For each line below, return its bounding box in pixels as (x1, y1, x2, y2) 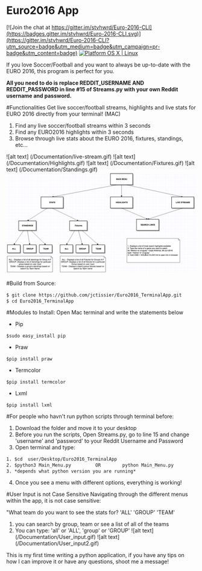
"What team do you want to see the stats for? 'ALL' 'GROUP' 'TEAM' (6, 509, 175, 516)
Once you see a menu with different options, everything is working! (14, 478, 182, 486)
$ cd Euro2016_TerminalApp (6, 298, 74, 304)
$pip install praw (6, 356, 52, 362)
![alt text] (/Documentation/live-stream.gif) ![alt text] (6, 152, 136, 160)
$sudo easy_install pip (6, 333, 66, 339)
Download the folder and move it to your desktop (14, 424, 137, 431)
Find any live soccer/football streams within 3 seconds (14, 122, 151, 129)
